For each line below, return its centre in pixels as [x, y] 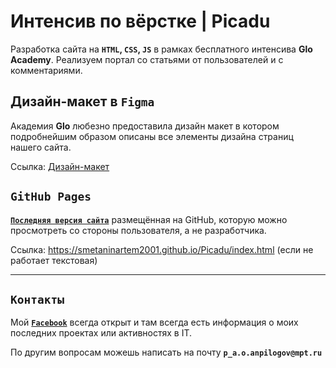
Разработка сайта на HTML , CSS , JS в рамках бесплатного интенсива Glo [161, 49]
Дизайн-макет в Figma [82, 101]
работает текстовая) [54, 260]
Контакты [37, 299]
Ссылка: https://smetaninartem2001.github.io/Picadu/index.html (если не [162, 249]
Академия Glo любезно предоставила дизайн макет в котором [145, 126]
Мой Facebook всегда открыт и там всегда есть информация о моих [154, 322]
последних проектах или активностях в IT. [101, 333]
